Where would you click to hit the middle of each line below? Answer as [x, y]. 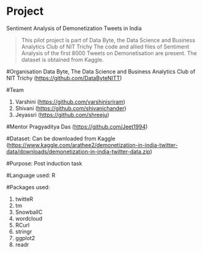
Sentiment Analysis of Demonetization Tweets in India [74, 28]
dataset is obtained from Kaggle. [62, 59]
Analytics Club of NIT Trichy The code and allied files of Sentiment [105, 47]
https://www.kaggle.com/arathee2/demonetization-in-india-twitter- [93, 145]
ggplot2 [25, 238]
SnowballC [29, 212]
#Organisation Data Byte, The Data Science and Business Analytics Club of [101, 71]
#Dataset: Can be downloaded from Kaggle [61, 138]
